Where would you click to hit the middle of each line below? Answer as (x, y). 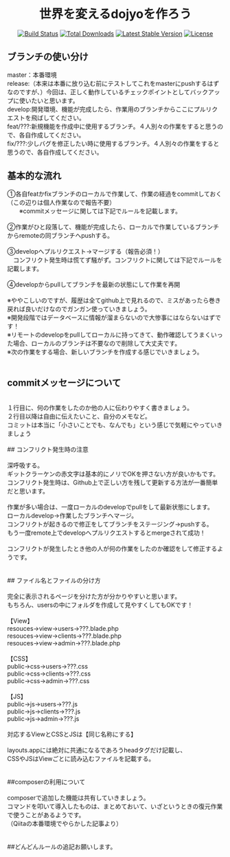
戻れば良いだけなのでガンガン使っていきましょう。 (79, 309)
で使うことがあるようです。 (46, 815)
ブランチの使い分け (48, 57)
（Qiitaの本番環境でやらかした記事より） (65, 824)
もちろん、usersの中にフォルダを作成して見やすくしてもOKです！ (100, 605)
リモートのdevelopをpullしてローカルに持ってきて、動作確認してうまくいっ (117, 335)
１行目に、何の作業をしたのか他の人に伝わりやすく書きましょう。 (100, 408)
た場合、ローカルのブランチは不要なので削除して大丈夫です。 (94, 343)
